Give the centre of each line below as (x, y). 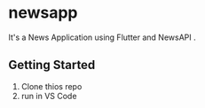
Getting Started (52, 65)
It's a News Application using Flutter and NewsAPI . (102, 37)
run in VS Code (49, 96)
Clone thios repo (51, 86)
